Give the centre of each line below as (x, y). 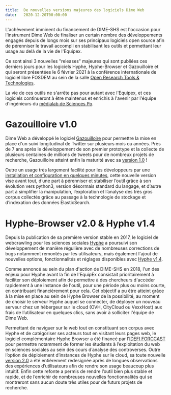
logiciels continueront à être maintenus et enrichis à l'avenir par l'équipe (81, 98)
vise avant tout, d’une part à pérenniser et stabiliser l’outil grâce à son (78, 181)
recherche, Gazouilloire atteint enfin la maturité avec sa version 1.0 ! (76, 160)
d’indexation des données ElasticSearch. (48, 203)
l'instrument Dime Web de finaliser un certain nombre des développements (84, 35)
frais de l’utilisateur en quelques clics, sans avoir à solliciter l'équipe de (80, 313)
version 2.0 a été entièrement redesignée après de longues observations (81, 361)
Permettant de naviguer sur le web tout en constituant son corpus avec (80, 328)
